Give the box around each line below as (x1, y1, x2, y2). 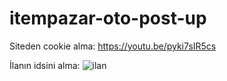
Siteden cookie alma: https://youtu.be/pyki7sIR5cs (9, 40, 217, 52)
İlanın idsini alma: (9, 59, 81, 71)
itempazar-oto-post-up (9, 7, 207, 30)
